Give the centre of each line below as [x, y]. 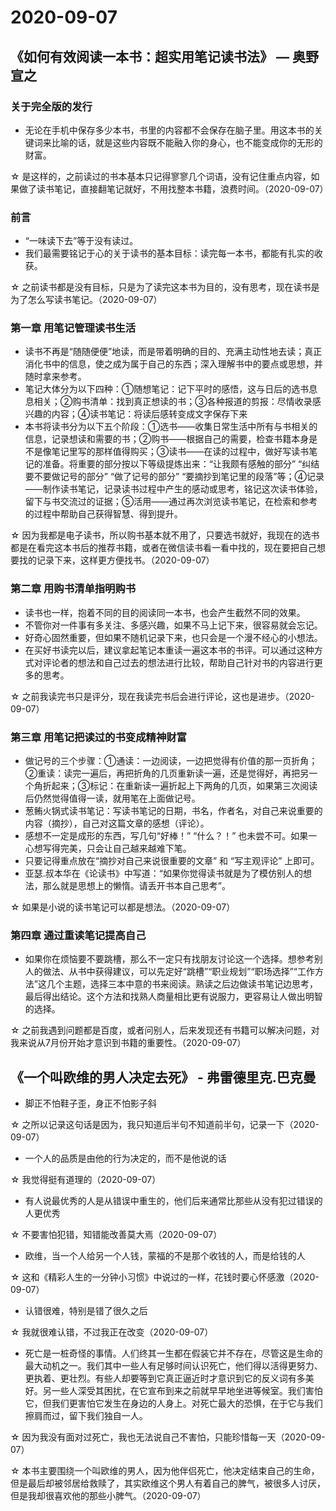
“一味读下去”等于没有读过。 [81, 241]
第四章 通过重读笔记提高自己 [78, 935]
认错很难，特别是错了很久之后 [86, 1311]
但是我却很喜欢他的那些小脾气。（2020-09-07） [108, 1496]
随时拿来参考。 [55, 377]
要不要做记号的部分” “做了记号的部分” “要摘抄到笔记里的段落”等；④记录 [174, 477]
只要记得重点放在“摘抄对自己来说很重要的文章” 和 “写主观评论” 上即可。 [172, 861]
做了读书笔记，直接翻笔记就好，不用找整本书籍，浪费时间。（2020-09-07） [173, 188]
